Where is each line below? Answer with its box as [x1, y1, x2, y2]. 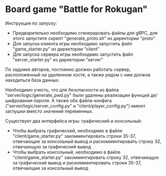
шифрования [5, 97, 33, 104]
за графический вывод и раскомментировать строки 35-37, [12, 159, 142, 165]
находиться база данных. [5, 77, 60, 83]
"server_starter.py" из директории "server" [12, 56, 104, 62]
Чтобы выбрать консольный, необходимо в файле [12, 149, 121, 155]
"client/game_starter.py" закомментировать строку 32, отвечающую [12, 154, 159, 160]
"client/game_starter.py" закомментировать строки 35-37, [12, 133, 136, 139]
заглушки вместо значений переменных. [5, 108, 94, 114]
